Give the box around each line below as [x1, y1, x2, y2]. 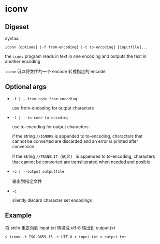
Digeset [5, 23, 29, 31]
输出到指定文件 [12, 178, 42, 184]
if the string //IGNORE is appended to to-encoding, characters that [12, 133, 143, 139]
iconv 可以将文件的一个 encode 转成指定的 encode [5, 69, 106, 74]
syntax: [5, 35, 20, 41]
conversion [12, 143, 35, 149]
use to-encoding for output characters [12, 123, 88, 129]
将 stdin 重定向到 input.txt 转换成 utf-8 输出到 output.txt [5, 225, 116, 230]
